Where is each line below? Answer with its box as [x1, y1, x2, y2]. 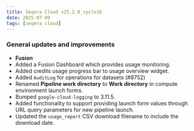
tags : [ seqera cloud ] [6, 20, 62, 26]
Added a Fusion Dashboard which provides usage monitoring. [15, 60, 171, 68]
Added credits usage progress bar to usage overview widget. [15, 67, 170, 74]
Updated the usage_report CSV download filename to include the [15, 112, 179, 119]
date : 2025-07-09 [6, 15, 51, 21]
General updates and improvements [6, 40, 115, 49]
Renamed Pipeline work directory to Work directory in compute [15, 80, 178, 87]
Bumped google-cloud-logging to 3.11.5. [15, 93, 115, 101]
